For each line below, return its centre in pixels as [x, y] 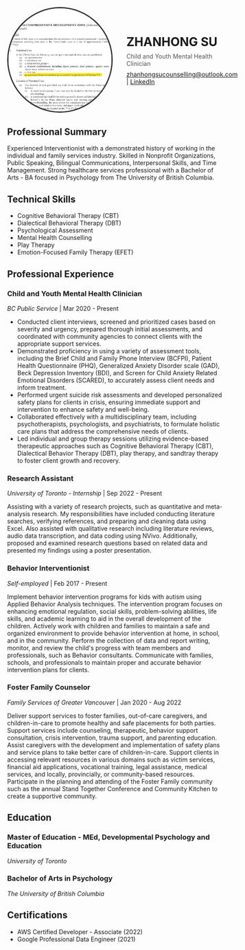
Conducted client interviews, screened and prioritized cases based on [116, 322]
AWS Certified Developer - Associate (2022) [80, 931]
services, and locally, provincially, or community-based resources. [101, 774]
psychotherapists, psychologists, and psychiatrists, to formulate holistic [118, 424]
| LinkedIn [141, 81]
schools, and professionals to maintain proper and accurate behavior [104, 662]
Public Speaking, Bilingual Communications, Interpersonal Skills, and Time [112, 163]
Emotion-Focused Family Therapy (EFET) [75, 252]
